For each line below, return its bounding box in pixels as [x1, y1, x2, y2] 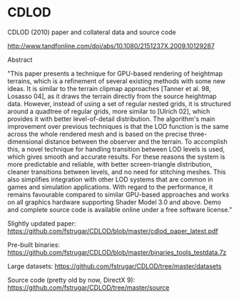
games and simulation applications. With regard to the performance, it [7, 182, 213, 191]
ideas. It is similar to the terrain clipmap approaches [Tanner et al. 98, [7, 84, 212, 93]
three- [188, 130, 208, 138]
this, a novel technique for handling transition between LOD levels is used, [7, 145, 225, 153]
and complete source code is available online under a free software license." [7, 205, 233, 214]
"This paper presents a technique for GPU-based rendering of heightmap [7, 69, 223, 78]
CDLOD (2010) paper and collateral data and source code [7, 28, 176, 36]
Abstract [7, 55, 33, 64]
